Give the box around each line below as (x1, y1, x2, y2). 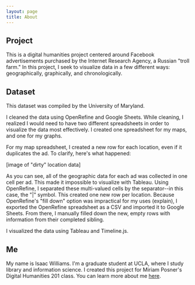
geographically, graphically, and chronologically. (6, 70, 123, 77)
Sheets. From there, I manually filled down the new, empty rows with (6, 210, 170, 217)
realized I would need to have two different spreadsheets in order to (6, 120, 169, 127)
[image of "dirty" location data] (6, 162, 81, 169)
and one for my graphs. (6, 132, 62, 139)
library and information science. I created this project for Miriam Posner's (6, 266, 182, 273)
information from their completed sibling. (6, 216, 105, 223)
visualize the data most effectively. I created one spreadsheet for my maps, (6, 126, 187, 133)
